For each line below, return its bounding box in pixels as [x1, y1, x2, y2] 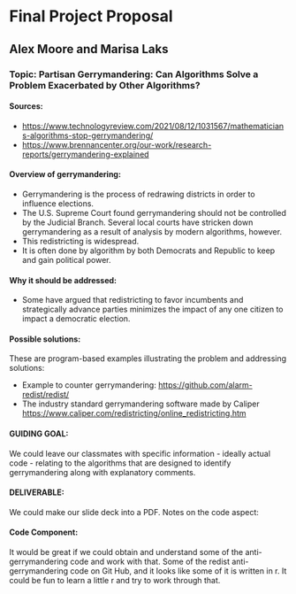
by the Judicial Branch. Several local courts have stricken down [21, 217, 254, 228]
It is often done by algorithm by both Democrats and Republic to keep [21, 245, 276, 256]
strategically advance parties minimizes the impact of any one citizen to [21, 304, 284, 315]
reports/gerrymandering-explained [21, 149, 149, 159]
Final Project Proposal [9, 6, 173, 27]
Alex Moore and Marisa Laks [9, 42, 169, 57]
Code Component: [9, 527, 79, 537]
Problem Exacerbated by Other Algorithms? [9, 79, 201, 91]
